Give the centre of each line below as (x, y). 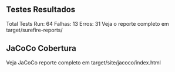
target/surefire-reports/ (34, 30)
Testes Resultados (41, 10)
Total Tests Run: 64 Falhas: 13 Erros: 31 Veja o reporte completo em (87, 23)
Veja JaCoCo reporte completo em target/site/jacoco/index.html (84, 62)
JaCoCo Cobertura (41, 48)
